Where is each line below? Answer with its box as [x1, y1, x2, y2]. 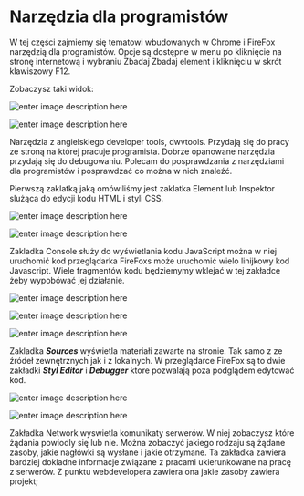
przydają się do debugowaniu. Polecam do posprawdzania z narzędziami [9, 155, 285, 166]
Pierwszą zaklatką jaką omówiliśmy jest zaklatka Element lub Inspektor [9, 182, 276, 193]
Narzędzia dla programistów [9, 6, 229, 27]
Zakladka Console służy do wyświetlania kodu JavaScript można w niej [9, 245, 277, 256]
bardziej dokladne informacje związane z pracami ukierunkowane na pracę [9, 456, 292, 467]
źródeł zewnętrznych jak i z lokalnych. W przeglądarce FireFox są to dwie [9, 355, 286, 366]
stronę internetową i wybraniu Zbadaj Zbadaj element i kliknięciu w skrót [9, 56, 282, 67]
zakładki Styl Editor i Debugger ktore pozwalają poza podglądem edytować [9, 365, 295, 376]
